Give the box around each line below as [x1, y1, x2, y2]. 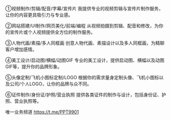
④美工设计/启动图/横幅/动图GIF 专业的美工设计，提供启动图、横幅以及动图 [5, 57, 164, 63]
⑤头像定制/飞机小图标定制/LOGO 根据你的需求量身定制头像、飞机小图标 [5, 75, 159, 80]
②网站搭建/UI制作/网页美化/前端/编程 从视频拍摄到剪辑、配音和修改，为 [5, 23, 159, 29]
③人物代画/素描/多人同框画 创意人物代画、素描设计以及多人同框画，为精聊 [5, 40, 165, 46]
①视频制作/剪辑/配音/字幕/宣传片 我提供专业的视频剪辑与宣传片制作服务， [5, 6, 163, 11]
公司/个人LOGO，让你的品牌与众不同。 [9, 81, 92, 87]
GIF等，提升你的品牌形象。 [5, 64, 63, 69]
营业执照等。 [14, 98, 42, 104]
